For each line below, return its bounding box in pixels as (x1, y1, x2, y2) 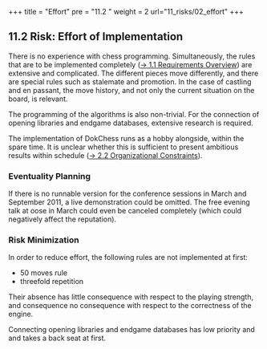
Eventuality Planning (8, 170, 91, 181)
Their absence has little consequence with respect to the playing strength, (8, 292, 254, 302)
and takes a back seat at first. (8, 333, 107, 343)
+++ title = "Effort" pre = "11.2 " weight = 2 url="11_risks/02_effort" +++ (8, 7, 245, 16)
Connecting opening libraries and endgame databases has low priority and (8, 325, 255, 335)
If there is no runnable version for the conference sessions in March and (8, 189, 247, 199)
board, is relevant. (8, 94, 68, 103)
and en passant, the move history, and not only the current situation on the (8, 85, 255, 95)
